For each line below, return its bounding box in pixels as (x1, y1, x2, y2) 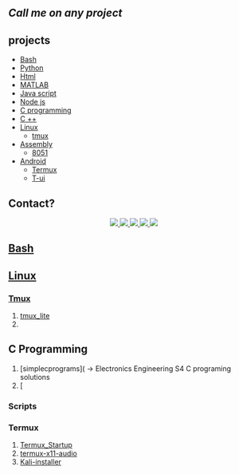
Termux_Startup (19, 440, 73, 450)
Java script (19, 89, 57, 98)
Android (19, 156, 46, 166)
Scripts (8, 401, 37, 412)
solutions (19, 372, 50, 381)
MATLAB (19, 80, 49, 90)
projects (8, 34, 51, 47)
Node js (19, 97, 46, 107)
